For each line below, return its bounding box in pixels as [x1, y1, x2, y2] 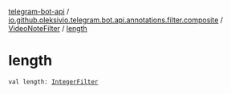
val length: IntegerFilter [8, 77, 99, 86]
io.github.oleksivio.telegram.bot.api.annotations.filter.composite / [8, 15, 223, 25]
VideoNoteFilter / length [8, 24, 88, 33]
